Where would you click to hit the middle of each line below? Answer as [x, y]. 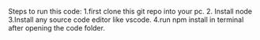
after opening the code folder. [57, 28]
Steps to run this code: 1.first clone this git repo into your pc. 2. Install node [130, 11]
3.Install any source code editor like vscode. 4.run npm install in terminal [126, 20]
